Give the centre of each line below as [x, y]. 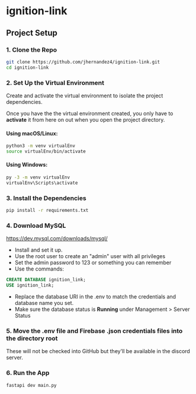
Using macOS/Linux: [32, 133]
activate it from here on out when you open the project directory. [86, 119]
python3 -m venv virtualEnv [41, 146]
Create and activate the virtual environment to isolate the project [85, 96]
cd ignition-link [28, 67]
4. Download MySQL [36, 225]
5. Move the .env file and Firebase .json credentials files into [94, 331]
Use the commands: [39, 269]
